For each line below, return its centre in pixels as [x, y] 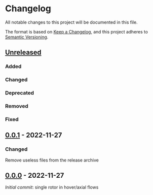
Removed [17, 106]
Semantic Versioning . [27, 37]
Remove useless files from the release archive [52, 160]
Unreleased [23, 52]
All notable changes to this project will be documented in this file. [72, 22]
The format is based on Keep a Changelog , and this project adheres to [76, 32]
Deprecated [20, 93]
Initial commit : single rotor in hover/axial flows [52, 187]
